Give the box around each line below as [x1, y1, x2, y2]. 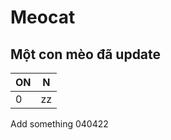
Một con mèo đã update [10, 46, 162, 63]
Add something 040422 [10, 118, 109, 130]
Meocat [10, 6, 76, 29]
